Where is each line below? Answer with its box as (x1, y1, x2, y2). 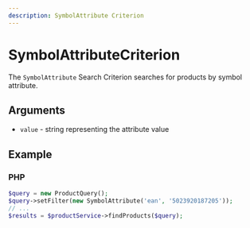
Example (8, 148, 53, 161)
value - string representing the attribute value (19, 125, 170, 134)
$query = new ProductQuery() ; (8, 190, 109, 198)
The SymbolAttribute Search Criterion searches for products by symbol (8, 72, 243, 82)
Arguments (8, 103, 66, 117)
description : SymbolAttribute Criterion (8, 11, 145, 20)
